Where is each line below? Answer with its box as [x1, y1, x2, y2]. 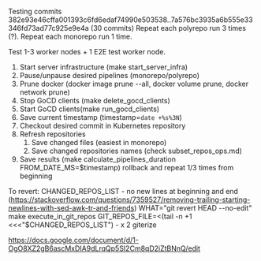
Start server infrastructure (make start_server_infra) [19, 62, 188, 72]
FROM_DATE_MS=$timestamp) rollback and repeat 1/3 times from [19, 163, 234, 172]
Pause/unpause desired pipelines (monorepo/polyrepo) [19, 71, 199, 80]
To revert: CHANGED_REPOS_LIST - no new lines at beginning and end [8, 187, 239, 196]
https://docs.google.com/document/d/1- [8, 236, 140, 244]
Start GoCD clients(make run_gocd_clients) [19, 104, 160, 114]
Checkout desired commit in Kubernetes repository [19, 121, 186, 130]
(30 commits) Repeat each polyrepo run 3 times [90, 24, 247, 32]
